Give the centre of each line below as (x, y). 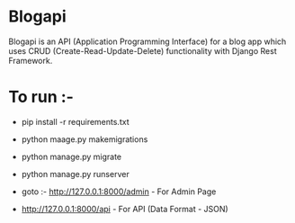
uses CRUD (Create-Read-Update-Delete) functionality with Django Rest (143, 50)
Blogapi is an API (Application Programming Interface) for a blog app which (147, 41)
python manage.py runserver (75, 174)
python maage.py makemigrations (85, 139)
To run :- (41, 97)
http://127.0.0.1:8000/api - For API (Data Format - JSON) (125, 209)
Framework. (31, 60)
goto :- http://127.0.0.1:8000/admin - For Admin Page (119, 192)
